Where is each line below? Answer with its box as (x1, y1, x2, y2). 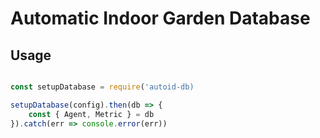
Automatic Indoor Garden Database (10, 7, 311, 30)
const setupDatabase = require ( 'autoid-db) (10, 82, 195, 92)
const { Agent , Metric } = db (28, 109, 155, 119)
